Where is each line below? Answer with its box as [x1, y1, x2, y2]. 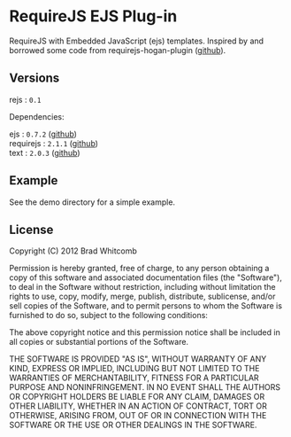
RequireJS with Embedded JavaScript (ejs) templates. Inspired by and [9, 35, 264, 46]
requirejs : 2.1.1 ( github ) [9, 137, 99, 148]
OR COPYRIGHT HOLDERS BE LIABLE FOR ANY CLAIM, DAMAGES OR [9, 392, 265, 402]
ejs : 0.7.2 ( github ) [9, 129, 78, 139]
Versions [9, 71, 60, 86]
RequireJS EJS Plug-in [9, 6, 178, 27]
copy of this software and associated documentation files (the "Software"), [9, 272, 283, 283]
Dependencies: [9, 111, 65, 121]
